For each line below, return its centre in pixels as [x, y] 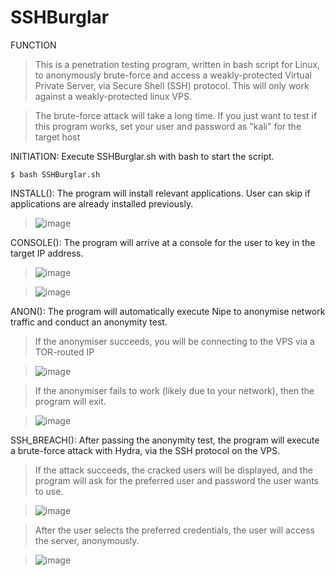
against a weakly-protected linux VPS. [113, 96]
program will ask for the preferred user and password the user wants [176, 480]
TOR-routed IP [64, 352]
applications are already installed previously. [102, 203]
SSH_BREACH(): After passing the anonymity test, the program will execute [165, 440]
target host [57, 137]
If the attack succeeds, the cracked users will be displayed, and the [173, 470]
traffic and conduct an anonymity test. [89, 322]
